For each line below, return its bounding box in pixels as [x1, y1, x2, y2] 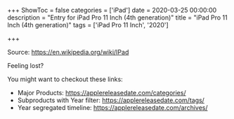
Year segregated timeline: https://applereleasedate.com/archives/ [17, 104, 208, 111]
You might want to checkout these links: [7, 75, 123, 83]
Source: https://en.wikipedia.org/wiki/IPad [7, 48, 129, 56]
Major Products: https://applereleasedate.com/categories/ [17, 89, 186, 97]
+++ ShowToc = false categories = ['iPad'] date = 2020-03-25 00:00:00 [7, 6, 217, 14]
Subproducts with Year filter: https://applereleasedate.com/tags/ [17, 96, 205, 104]
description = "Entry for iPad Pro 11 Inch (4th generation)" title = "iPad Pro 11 [7, 13, 228, 22]
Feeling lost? [7, 62, 44, 69]
